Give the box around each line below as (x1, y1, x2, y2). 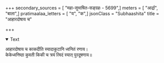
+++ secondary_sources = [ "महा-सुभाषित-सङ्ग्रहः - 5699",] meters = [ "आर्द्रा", (5, 5, 158, 11)
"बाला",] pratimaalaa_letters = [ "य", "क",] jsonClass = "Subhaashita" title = (5, 11, 159, 16)
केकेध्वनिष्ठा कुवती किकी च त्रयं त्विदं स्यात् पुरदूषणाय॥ (5, 52, 92, 58)
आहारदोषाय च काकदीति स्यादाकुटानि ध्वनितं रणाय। (5, 46, 88, 52)
